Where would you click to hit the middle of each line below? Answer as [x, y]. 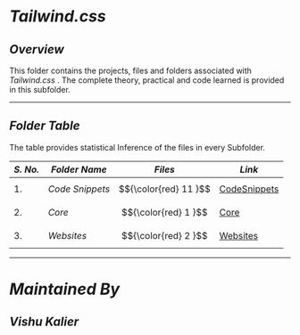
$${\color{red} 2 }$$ [165, 235]
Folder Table [45, 126]
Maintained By [65, 289]
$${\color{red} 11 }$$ [165, 189]
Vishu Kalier [44, 322]
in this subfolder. [40, 90]
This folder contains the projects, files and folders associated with [131, 70]
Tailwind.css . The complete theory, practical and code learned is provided [147, 80]
